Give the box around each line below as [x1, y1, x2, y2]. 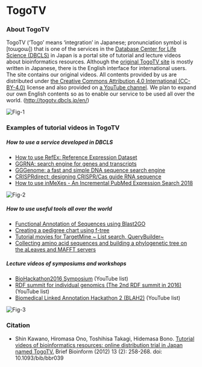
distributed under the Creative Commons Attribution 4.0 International [6, 77, 177, 85]
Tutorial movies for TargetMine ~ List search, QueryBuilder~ [14, 233, 164, 241]
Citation [6, 321, 30, 330]
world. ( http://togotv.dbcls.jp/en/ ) [6, 97, 89, 104]
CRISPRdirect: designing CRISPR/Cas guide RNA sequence [14, 173, 162, 180]
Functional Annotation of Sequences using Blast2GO [14, 220, 146, 227]
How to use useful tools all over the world [6, 205, 113, 212]
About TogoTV [6, 25, 50, 34]
